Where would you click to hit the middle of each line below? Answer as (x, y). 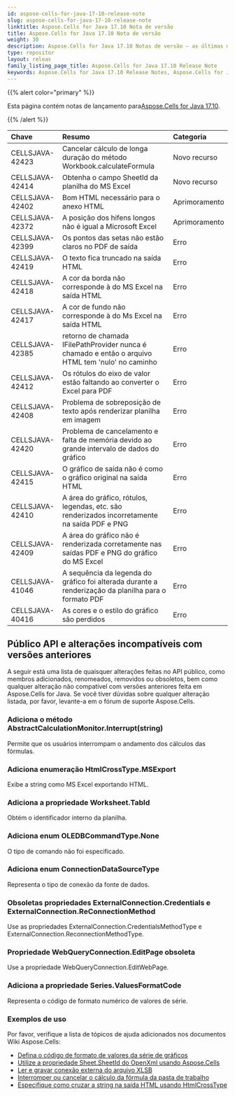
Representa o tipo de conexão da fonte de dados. (79, 884)
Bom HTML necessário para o (111, 197)
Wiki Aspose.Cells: (34, 1041)
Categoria (190, 136)
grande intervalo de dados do (111, 449)
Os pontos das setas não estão (113, 237)
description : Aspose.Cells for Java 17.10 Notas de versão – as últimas (115, 46)
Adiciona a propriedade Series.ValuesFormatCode (94, 985)
